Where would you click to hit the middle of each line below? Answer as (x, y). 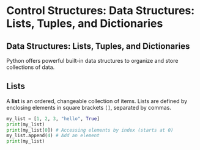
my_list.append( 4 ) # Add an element (53, 136)
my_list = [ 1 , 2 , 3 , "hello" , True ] (53, 119)
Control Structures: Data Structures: (101, 11)
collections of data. (31, 67)
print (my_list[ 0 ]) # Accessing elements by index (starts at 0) (90, 130)
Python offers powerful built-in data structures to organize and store (92, 61)
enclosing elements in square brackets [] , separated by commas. (89, 107)
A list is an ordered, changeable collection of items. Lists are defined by (97, 101)
